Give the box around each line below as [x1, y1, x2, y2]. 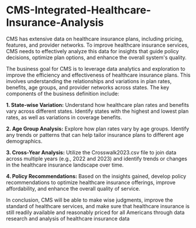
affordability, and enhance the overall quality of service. [6, 185, 140, 192]
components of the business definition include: [6, 90, 119, 97]
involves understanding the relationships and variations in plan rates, [6, 77, 172, 85]
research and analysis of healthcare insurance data [6, 215, 130, 222]
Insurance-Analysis [6, 16, 104, 29]
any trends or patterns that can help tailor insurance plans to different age [6, 131, 184, 138]
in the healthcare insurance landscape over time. [6, 161, 124, 168]
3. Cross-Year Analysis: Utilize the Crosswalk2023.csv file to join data [6, 148, 177, 156]
